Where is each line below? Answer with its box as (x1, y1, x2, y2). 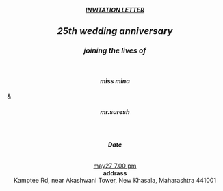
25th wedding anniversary (57, 25, 173, 37)
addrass (103, 169, 127, 177)
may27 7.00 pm (93, 162, 137, 170)
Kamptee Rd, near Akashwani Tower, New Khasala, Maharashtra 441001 (13, 177, 217, 185)
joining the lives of (83, 46, 146, 55)
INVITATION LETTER (85, 6, 145, 14)
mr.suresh (100, 108, 130, 116)
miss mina (100, 77, 130, 85)
